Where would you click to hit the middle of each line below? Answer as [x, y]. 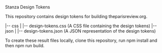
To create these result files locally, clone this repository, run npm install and [81, 40]
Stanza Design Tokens [28, 7]
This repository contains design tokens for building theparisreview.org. [76, 16]
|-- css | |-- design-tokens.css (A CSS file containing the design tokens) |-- [81, 26]
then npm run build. [25, 45]
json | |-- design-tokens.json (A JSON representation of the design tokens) [81, 31]
